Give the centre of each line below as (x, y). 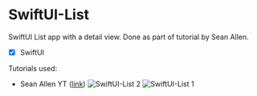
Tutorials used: (33, 68)
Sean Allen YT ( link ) (53, 84)
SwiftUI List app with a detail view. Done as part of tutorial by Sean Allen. (128, 37)
